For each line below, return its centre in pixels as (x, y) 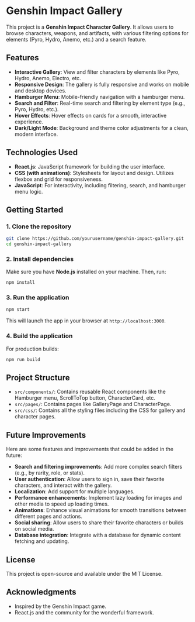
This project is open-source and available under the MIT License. (84, 573)
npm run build (23, 359)
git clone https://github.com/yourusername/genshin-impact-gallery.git (95, 239)
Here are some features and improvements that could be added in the (90, 449)
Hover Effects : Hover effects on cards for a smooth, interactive (90, 115)
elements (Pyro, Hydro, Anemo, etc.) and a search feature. (76, 39)
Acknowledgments (41, 592)
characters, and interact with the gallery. (63, 485)
